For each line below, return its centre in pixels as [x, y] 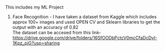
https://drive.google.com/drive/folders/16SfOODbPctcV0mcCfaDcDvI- [85, 38]
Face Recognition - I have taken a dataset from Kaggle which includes [84, 17]
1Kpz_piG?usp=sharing [36, 43]
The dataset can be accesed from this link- [57, 32]
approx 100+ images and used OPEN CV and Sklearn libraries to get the [86, 22]
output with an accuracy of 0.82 [45, 27]
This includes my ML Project [34, 7]
